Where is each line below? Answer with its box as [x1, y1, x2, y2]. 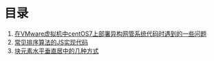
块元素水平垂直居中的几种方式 [14, 47, 99, 55]
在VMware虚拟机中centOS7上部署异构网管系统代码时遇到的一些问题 [14, 29, 207, 38]
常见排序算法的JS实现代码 [14, 38, 88, 46]
